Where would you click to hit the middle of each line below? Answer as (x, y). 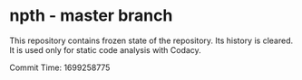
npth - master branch (91, 16)
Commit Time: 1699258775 (60, 67)
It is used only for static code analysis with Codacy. (105, 49)
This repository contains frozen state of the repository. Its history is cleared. (151, 40)
